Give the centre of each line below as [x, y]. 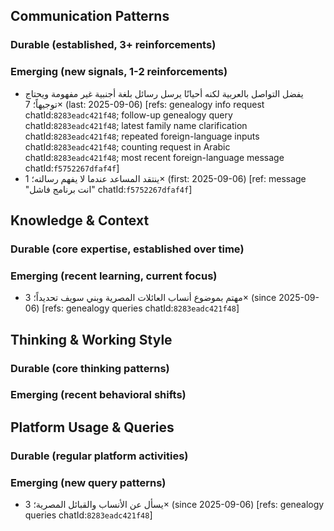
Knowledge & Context [80, 220]
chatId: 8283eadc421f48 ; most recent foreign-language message [154, 157]
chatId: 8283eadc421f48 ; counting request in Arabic [127, 146]
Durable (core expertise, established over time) [127, 249]
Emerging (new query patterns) [88, 482]
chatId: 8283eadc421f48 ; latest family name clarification [136, 125]
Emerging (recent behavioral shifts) [98, 395]
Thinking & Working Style [91, 339]
